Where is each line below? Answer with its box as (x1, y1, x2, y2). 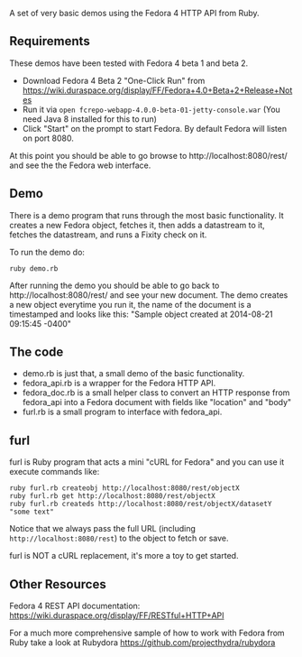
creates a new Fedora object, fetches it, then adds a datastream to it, (9, 219, 266, 230)
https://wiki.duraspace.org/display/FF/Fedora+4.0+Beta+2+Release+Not (22, 85, 293, 96)
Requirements (9, 33, 90, 49)
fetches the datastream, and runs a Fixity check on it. (9, 229, 207, 240)
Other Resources (9, 577, 106, 592)
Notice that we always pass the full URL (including (9, 523, 197, 534)
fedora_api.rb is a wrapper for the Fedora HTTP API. (22, 378, 216, 389)
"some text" (9, 507, 54, 517)
